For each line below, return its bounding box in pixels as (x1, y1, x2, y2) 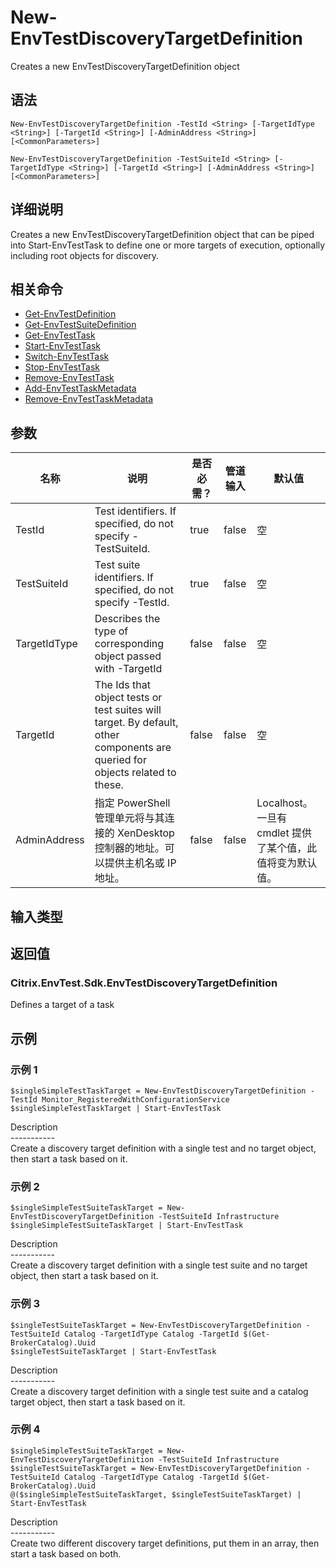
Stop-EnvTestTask (24, 361, 101, 373)
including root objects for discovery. (10, 249, 160, 261)
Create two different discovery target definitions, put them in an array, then (10, 1537, 320, 1549)
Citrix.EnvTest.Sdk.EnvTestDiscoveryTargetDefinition (10, 976, 278, 990)
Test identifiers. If (94, 504, 177, 518)
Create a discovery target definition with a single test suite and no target (10, 1259, 308, 1271)
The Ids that (94, 678, 151, 692)
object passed (94, 649, 162, 663)
